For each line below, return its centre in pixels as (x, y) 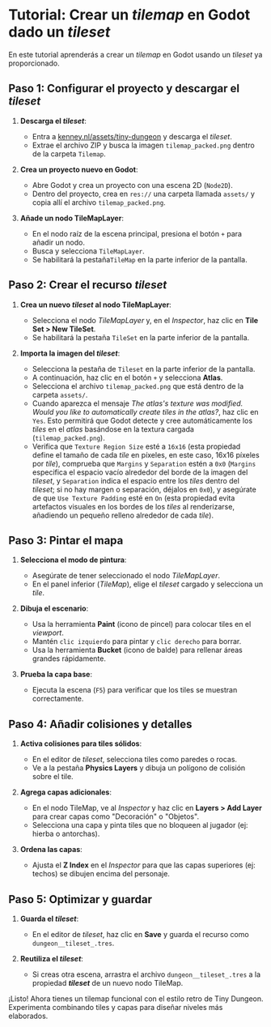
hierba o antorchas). (66, 834)
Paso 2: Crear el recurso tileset (88, 285)
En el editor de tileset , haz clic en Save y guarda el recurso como (140, 934)
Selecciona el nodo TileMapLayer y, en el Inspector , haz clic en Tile (145, 320)
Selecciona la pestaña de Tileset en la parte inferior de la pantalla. (144, 369)
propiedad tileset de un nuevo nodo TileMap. (108, 983)
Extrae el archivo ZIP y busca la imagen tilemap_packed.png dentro (143, 145)
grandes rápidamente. (69, 658)
